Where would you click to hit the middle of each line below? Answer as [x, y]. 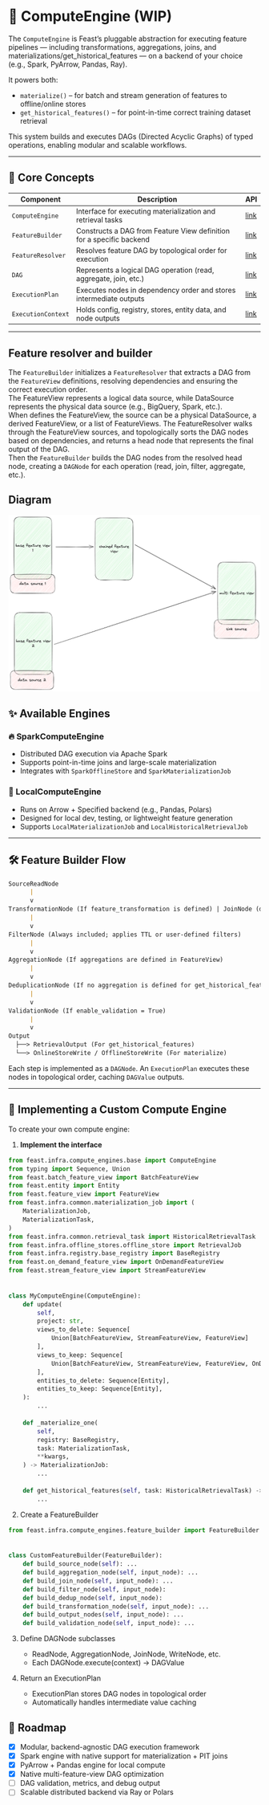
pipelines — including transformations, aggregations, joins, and [112, 47]
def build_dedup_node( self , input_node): [92, 1598]
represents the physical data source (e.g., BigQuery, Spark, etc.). [115, 407]
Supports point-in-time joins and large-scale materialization [118, 763]
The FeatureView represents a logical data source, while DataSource [121, 398]
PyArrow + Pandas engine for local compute [92, 1765]
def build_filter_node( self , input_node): [94, 1589]
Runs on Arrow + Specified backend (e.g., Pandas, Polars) [116, 809]
